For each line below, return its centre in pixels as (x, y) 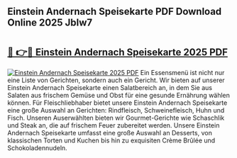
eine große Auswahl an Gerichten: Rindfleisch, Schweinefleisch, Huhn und (116, 110)
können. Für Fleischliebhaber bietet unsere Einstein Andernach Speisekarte (117, 103)
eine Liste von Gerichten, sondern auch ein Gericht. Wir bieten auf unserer (116, 80)
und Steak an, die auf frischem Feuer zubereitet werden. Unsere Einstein (114, 125)
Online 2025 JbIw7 (50, 23)
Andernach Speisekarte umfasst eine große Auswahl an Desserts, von (110, 133)
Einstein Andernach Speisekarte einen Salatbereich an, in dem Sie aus (110, 88)
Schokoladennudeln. (37, 148)
